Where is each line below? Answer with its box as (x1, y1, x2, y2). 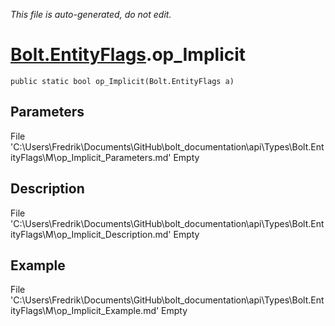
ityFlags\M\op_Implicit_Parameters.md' (10, 151, 172, 163)
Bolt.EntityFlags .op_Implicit (10, 44, 247, 66)
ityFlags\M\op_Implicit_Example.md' (10, 305, 160, 317)
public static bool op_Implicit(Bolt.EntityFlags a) (10, 76, 235, 86)
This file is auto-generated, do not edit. (10, 9, 172, 20)
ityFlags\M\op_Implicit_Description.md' (10, 228, 172, 240)
